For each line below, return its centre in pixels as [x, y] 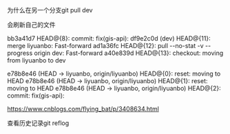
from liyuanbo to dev [36, 60]
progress [20, 53]
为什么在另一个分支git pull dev [50, 10]
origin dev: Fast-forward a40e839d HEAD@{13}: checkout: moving [129, 53]
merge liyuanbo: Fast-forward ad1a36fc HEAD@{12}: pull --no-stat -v [106, 46]
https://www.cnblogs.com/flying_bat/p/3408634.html [83, 109]
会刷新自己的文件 [31, 25]
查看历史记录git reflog [38, 123]
